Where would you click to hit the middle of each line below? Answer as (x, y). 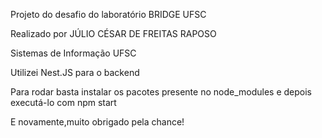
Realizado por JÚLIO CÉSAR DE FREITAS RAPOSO (113, 33)
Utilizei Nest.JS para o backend (75, 72)
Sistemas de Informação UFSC (73, 53)
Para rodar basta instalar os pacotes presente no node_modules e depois (161, 92)
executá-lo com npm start (63, 102)
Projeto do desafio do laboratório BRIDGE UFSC (108, 14)
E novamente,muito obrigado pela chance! (97, 122)
